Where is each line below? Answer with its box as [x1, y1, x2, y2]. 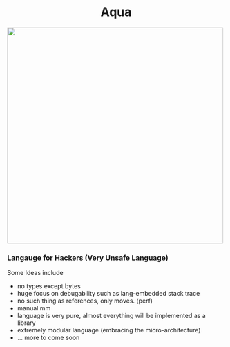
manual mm [17, 304, 51, 312]
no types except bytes [17, 282, 81, 290]
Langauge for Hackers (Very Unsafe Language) [7, 253, 169, 263]
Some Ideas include [7, 269, 64, 277]
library [17, 319, 36, 327]
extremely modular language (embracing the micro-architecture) [17, 326, 201, 335]
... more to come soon [17, 333, 80, 342]
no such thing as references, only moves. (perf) [17, 297, 153, 305]
